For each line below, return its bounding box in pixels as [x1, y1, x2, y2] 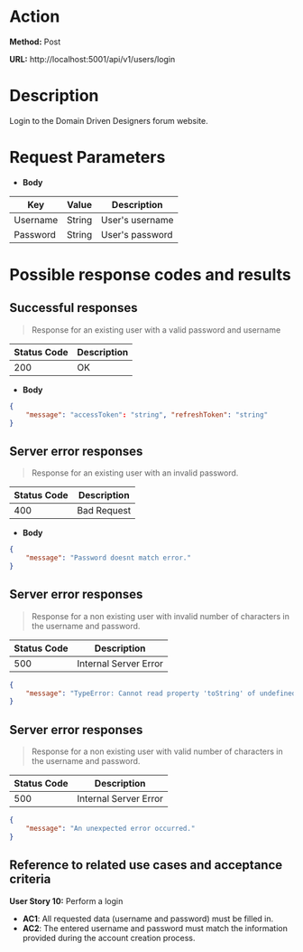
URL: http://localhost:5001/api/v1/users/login [9, 53, 176, 64]
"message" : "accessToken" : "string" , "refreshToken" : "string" [25, 410, 269, 419]
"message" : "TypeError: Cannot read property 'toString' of [25, 689, 256, 698]
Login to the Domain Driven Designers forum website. [9, 115, 209, 126]
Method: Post [9, 36, 61, 47]
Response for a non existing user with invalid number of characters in [31, 610, 290, 621]
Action [9, 6, 60, 27]
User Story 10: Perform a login [9, 895, 124, 906]
